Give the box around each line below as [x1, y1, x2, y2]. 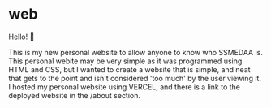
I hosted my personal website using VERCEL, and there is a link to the [8, 82, 241, 92]
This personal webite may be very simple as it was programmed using [8, 56, 243, 66]
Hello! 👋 [8, 32, 35, 41]
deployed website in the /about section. [8, 90, 140, 100]
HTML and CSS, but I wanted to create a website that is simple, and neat [8, 64, 251, 74]
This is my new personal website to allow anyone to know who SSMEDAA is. [8, 47, 264, 57]
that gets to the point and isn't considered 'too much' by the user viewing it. [8, 73, 262, 83]
